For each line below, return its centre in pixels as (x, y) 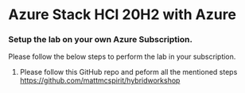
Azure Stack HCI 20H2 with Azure (122, 15)
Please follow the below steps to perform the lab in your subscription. (122, 56)
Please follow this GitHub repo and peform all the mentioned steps (128, 72)
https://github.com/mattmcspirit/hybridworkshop (100, 80)
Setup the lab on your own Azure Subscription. (101, 40)
